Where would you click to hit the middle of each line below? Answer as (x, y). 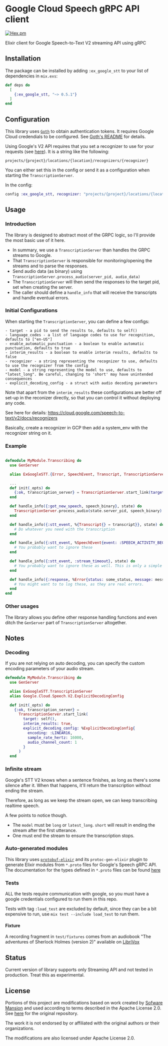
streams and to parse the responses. (50, 266)
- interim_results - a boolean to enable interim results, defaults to (81, 352)
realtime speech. (22, 806)
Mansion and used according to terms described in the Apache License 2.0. (83, 1008)
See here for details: (26, 412)
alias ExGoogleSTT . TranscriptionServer (51, 691)
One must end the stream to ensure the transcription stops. (73, 836)
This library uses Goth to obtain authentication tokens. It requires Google (79, 131)
